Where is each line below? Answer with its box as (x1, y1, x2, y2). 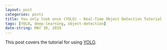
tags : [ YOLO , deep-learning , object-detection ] (5, 21, 106, 26)
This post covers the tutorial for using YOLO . (5, 39, 96, 45)
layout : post (5, 7, 32, 12)
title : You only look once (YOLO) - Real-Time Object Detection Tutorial (5, 16, 162, 21)
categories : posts (5, 12, 43, 17)
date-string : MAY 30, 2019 (5, 26, 61, 31)
